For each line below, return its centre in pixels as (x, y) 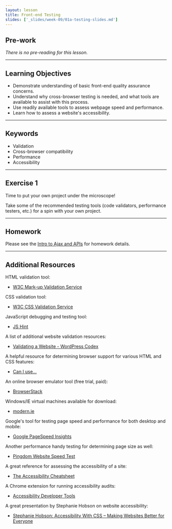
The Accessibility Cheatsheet (44, 476)
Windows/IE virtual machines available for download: (61, 401)
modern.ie (24, 411)
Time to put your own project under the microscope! (60, 195)
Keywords (22, 134)
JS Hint (20, 327)
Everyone (23, 521)
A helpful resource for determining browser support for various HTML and (83, 356)
